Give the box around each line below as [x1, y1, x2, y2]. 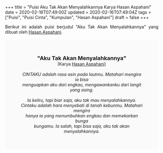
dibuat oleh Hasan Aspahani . [5, 29, 63, 35]
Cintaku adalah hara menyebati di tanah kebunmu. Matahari [21, 102, 143, 108]
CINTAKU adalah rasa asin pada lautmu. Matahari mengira [22, 72, 142, 77]
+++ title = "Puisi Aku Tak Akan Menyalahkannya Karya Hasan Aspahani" [5, 4, 152, 10]
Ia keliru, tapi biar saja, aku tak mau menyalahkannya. [27, 97, 137, 103]
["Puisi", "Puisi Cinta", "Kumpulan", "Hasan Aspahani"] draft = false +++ [5, 15, 149, 20]
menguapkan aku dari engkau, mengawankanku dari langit [22, 82, 142, 87]
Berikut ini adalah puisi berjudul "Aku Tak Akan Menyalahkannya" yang [5, 24, 159, 30]
